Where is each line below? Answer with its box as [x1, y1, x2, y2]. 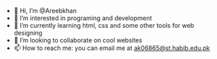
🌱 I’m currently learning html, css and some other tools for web [13, 22, 195, 29]
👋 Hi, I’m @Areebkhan [13, 7, 77, 15]
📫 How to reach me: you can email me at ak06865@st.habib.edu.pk [13, 44, 210, 52]
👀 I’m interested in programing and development [13, 14, 152, 22]
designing [13, 28, 43, 37]
